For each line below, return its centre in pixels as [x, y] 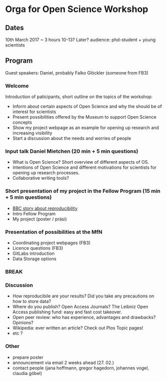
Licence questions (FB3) [38, 248]
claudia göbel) [27, 373]
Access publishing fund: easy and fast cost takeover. [67, 312]
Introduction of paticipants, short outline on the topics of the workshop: [79, 97]
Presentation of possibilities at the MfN [54, 232]
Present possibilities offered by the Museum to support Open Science [84, 117]
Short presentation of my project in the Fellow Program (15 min [83, 191]
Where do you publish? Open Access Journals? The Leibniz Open [80, 307]
